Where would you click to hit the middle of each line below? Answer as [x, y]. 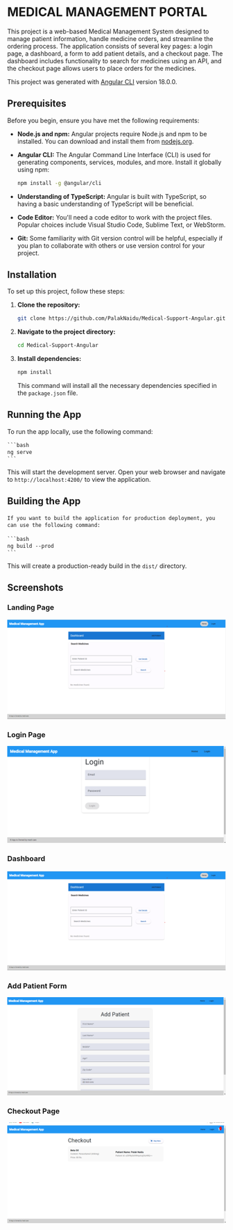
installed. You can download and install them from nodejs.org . [105, 141]
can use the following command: [54, 525]
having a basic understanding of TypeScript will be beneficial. [105, 204]
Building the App [44, 501]
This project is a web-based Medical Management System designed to [108, 31]
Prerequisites [37, 104]
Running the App [44, 415]
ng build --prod [31, 546]
